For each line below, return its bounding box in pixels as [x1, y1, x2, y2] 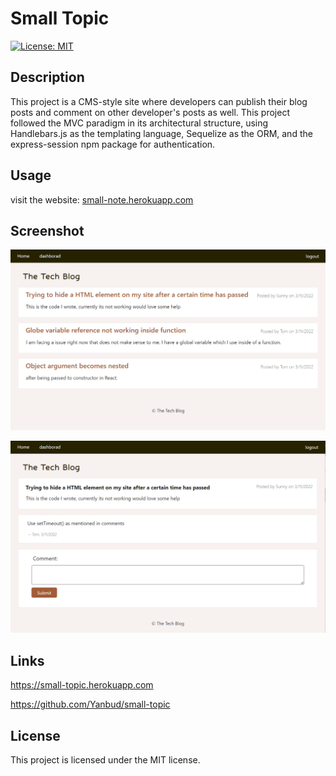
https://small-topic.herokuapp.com [10, 679, 154, 691]
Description [10, 69, 85, 86]
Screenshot [10, 222, 85, 239]
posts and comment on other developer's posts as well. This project [10, 106, 291, 118]
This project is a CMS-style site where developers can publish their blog [10, 95, 308, 107]
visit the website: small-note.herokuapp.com [10, 193, 194, 206]
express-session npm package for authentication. [10, 138, 216, 150]
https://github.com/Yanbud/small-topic [10, 698, 171, 711]
